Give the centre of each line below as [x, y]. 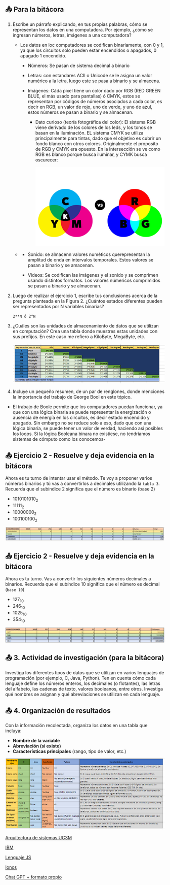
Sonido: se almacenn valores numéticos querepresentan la [89, 254]
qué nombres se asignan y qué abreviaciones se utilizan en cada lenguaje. [83, 694]
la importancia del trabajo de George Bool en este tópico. [72, 397]
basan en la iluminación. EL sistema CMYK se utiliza [89, 133]
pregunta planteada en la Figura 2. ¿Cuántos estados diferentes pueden [88, 301]
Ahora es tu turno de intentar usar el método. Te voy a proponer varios [79, 478]
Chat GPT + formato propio [34, 877]
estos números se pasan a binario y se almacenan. [80, 112]
